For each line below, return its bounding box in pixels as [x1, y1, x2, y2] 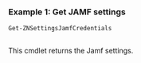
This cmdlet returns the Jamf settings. [8, 46, 134, 56]
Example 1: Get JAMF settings [8, 6, 126, 18]
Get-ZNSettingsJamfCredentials [8, 25, 112, 33]
